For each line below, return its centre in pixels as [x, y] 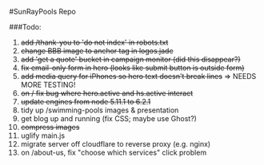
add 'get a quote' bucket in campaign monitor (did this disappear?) [130, 59]
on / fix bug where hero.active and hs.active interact [107, 93]
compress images [50, 127]
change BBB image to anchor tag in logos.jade [97, 51]
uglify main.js [43, 136]
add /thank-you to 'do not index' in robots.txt [94, 42]
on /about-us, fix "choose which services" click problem [114, 152]
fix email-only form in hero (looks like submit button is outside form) [132, 68]
